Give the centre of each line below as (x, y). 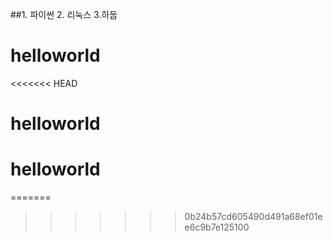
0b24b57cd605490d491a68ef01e (253, 217)
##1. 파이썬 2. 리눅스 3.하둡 (64, 14)
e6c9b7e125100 (217, 227)
